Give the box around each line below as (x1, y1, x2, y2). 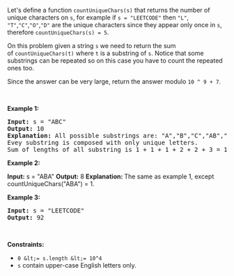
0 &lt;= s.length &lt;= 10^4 (17, 255, 102, 262)
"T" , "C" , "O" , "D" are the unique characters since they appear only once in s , (7, 21, 222, 29)
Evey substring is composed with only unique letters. (7, 139, 198, 146)
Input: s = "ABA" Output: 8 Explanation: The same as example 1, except (7, 172, 214, 181)
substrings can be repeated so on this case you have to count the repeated (7, 56, 223, 65)
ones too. (7, 64, 35, 72)
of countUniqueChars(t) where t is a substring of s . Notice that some (7, 49, 204, 57)
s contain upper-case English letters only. (17, 261, 137, 269)
